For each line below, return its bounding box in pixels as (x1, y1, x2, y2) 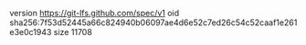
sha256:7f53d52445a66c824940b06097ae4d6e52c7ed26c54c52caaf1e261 (9, 17, 298, 28)
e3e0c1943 (9, 27, 52, 37)
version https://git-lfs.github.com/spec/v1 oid (9, 8, 180, 18)
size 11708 (53, 27, 93, 37)
